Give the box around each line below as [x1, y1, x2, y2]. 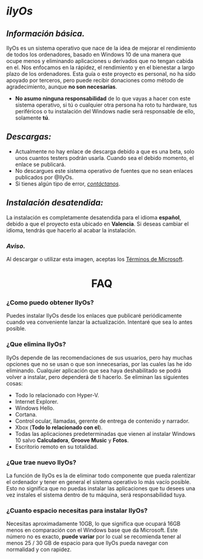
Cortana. [15, 410, 38, 418]
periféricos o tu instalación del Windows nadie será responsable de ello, [15, 108, 195, 115]
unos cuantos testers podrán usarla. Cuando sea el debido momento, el [15, 154, 194, 161]
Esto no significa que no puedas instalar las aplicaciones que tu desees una [6, 485, 196, 492]
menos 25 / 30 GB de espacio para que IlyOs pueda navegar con [6, 540, 168, 547]
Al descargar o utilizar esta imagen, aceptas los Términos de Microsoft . [6, 255, 184, 263]
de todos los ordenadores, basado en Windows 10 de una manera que [6, 51, 181, 58]
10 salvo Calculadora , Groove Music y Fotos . [15, 437, 129, 444]
